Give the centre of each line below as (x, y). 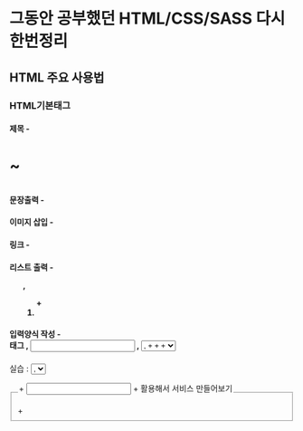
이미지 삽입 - (32, 222)
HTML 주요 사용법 (57, 77)
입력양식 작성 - (35, 334)
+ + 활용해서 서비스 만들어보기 (126, 388)
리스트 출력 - (32, 267)
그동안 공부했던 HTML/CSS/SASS (131, 19)
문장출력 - (27, 199)
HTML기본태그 (40, 105)
